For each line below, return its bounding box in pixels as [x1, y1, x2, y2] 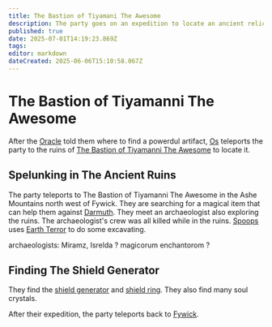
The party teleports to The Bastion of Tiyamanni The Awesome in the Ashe [8, 190, 257, 200]
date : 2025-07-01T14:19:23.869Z [8, 34, 117, 43]
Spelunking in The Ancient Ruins [8, 168, 176, 183]
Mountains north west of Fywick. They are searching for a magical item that [8, 198, 261, 208]
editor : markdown [8, 49, 67, 58]
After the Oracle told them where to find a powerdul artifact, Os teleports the [8, 136, 263, 146]
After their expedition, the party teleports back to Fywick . [8, 309, 199, 319]
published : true [8, 27, 63, 35]
